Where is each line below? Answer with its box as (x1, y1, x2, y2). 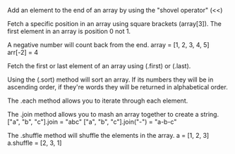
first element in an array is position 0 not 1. (7, 27, 131, 35)
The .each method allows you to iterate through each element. (7, 96, 188, 105)
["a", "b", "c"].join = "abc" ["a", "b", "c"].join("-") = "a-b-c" (7, 117, 177, 126)
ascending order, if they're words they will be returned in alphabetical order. (7, 83, 228, 91)
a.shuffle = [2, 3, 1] (7, 139, 62, 147)
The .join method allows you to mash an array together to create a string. (7, 110, 219, 118)
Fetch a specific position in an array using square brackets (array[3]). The (7, 20, 222, 27)
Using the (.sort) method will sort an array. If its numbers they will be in (7, 75, 214, 84)
